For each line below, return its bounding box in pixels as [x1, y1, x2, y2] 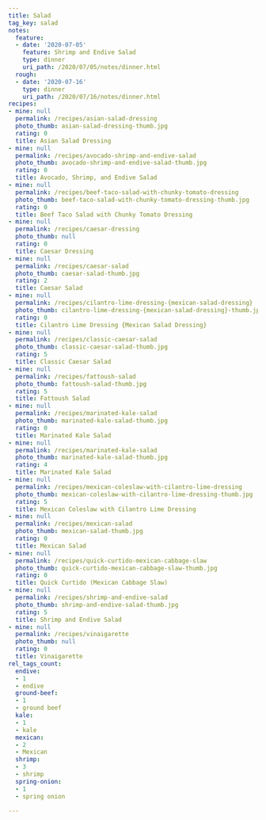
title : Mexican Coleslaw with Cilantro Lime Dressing [15, 505, 196, 513]
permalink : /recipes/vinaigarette [15, 631, 129, 639]
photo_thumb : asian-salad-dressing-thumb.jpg [15, 122, 169, 130]
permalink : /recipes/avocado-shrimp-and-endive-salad [15, 151, 196, 159]
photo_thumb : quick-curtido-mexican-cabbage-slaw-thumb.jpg [15, 564, 218, 572]
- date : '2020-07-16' [15, 78, 87, 86]
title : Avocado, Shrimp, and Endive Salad [15, 174, 158, 182]
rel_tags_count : [8, 659, 62, 668]
